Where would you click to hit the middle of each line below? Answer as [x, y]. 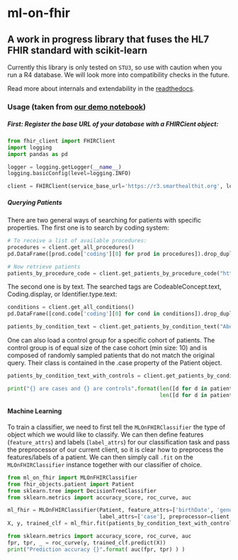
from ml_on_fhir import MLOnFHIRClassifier [73, 477]
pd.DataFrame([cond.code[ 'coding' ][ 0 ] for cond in [84, 314]
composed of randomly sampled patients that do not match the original [111, 355]
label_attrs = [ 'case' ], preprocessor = [155, 517]
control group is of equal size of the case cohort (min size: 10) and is [107, 348]
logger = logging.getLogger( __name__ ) [64, 167]
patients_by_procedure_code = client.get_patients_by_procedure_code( [114, 273]
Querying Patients [35, 202]
